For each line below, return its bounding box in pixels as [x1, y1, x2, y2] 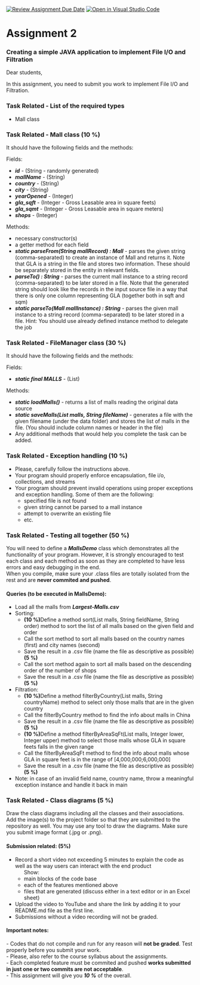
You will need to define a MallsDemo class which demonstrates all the [6, 544, 179, 551]
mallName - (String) [14, 173, 66, 181]
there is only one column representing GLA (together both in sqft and [14, 292, 185, 299]
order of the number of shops [23, 667, 97, 674]
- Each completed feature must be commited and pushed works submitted [6, 959, 191, 966]
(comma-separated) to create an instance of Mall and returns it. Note [14, 254, 185, 261]
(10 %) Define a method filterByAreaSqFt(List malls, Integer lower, [23, 730, 184, 738]
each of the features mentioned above [23, 881, 118, 888]
